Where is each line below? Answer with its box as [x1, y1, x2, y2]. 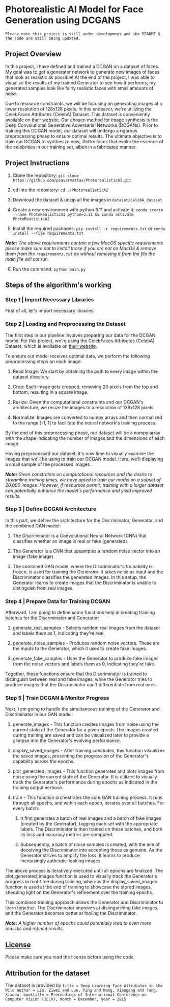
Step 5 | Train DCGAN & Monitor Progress [5, 695, 109, 702]
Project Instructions [5, 159, 70, 167]
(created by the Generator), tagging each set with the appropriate [20, 821, 158, 827]
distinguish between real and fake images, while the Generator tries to [5, 676, 153, 682]
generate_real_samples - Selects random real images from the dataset [12, 625, 160, 631]
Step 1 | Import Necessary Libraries [5, 296, 94, 303]
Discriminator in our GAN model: [5, 711, 73, 718]
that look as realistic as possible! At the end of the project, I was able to [5, 74, 155, 80]
